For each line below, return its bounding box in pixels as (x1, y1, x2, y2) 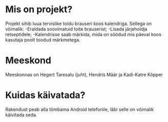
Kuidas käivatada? (5, 89, 86, 101)
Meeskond (5, 55, 51, 66)
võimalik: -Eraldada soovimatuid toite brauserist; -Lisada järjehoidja (5, 26, 148, 32)
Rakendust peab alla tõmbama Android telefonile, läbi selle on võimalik (5, 106, 154, 112)
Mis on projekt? (5, 4, 73, 15)
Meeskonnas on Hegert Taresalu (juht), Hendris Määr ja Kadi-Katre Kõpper (5, 71, 163, 78)
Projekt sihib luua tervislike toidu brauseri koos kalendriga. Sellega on (5, 20, 152, 27)
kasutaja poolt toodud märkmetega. (5, 37, 80, 43)
